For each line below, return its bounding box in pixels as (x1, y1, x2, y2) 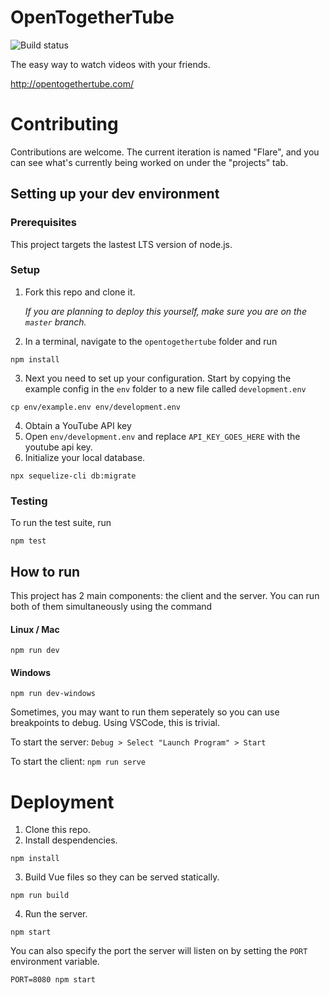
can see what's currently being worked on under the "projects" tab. (10, 156, 289, 168)
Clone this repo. (24, 824, 91, 836)
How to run (10, 563, 81, 580)
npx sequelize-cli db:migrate (10, 471, 137, 481)
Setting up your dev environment (10, 186, 220, 203)
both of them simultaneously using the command (10, 600, 213, 612)
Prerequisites (10, 216, 77, 230)
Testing (10, 494, 48, 508)
